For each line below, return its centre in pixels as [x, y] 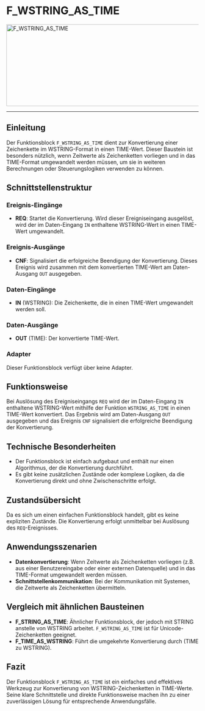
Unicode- [172, 628]
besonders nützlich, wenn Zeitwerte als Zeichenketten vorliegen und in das [101, 155]
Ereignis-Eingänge [34, 205]
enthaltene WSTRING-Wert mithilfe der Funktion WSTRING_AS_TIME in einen [99, 408]
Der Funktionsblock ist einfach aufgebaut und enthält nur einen [94, 462]
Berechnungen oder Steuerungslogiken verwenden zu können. [85, 168]
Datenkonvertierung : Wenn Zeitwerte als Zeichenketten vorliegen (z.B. [105, 562]
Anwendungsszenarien [52, 547]
